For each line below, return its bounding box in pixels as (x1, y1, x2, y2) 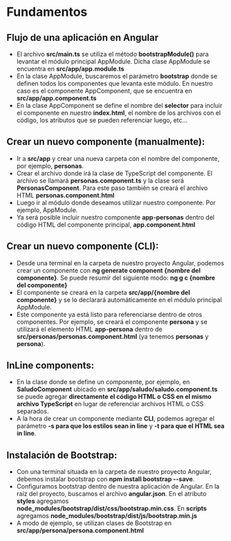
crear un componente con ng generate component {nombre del (16, 266, 201, 274)
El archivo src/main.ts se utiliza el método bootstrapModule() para (16, 50, 209, 58)
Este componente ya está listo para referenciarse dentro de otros (16, 310, 203, 319)
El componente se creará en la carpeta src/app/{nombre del (16, 288, 191, 296)
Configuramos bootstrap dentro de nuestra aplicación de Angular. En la (16, 482, 220, 491)
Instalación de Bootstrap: (6, 449, 118, 461)
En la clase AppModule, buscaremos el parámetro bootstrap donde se (16, 72, 218, 80)
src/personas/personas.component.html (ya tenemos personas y (16, 332, 209, 341)
